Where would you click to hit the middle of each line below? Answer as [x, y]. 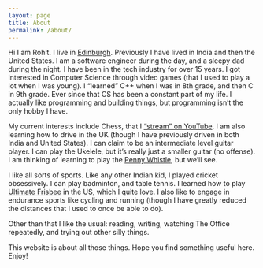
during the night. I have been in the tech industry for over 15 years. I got [124, 69]
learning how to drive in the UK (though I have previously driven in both [124, 135]
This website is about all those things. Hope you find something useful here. [131, 248]
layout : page [30, 15]
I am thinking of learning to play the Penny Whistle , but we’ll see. [113, 160]
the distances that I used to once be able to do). [86, 209]
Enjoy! [19, 256]
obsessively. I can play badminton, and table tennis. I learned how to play [127, 184]
